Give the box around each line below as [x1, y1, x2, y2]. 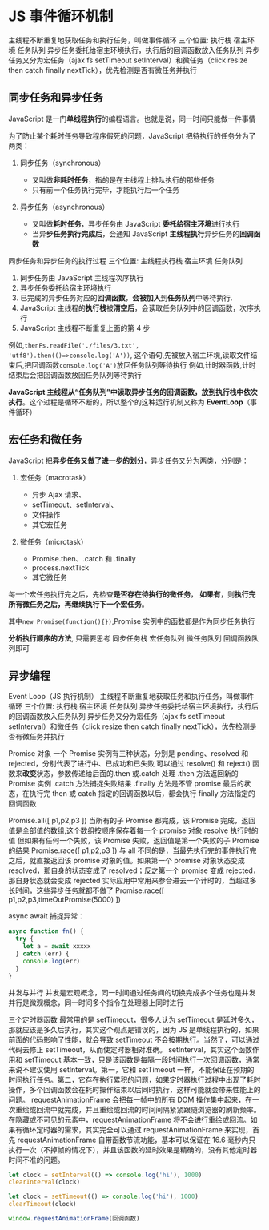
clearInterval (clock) [8, 1178, 81, 1186]
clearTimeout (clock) [8, 1200, 78, 1208]
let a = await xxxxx [22, 943, 91, 951]
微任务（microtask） [19, 537, 88, 546]
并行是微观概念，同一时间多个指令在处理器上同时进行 [8, 998, 184, 1007]
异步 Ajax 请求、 [31, 489, 86, 499]
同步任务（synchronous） [19, 158, 106, 167]
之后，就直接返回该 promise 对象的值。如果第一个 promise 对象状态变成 [8, 856, 246, 866]
